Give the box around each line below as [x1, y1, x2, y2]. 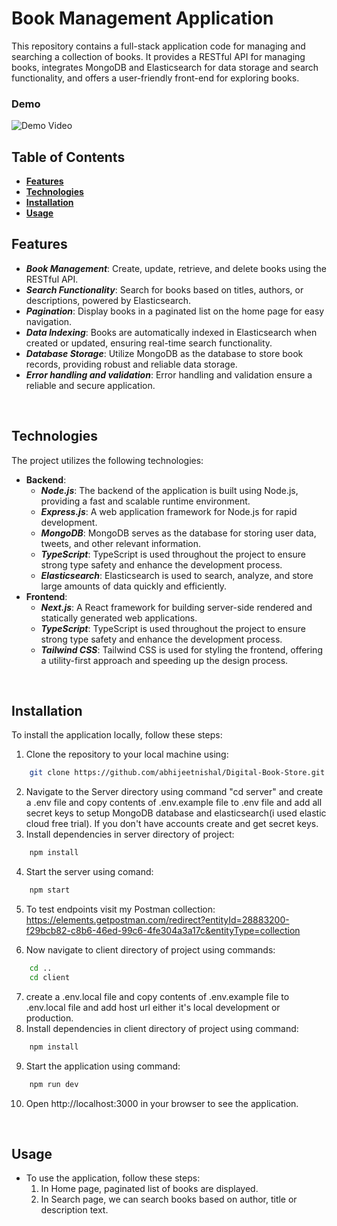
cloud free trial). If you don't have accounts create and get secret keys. [25, 818, 319, 830]
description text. [40, 1204, 109, 1216]
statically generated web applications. [40, 612, 198, 624]
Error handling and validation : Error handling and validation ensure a [25, 368, 313, 381]
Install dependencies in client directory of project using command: [25, 1022, 299, 1034]
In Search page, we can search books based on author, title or [40, 1193, 298, 1206]
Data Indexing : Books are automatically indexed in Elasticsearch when [25, 326, 318, 338]
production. [25, 1012, 74, 1024]
